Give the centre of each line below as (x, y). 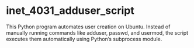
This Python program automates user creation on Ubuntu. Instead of (88, 27)
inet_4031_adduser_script (70, 11)
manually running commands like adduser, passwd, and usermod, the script (97, 32)
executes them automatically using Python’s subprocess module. (84, 39)
